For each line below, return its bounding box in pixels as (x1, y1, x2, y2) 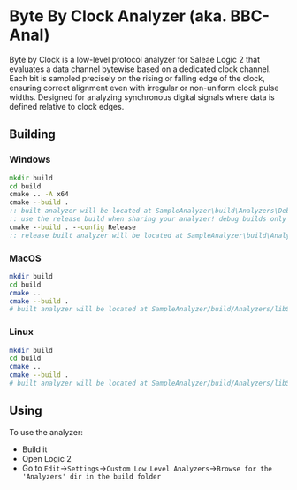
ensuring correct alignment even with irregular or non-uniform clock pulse (9, 82, 279, 93)
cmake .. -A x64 (9, 190, 69, 199)
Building (9, 126, 56, 142)
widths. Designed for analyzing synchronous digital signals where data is (9, 91, 276, 103)
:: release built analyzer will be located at (9, 231, 184, 240)
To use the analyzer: (9, 426, 84, 437)
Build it (21, 444, 48, 455)
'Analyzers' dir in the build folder (21, 471, 162, 481)
